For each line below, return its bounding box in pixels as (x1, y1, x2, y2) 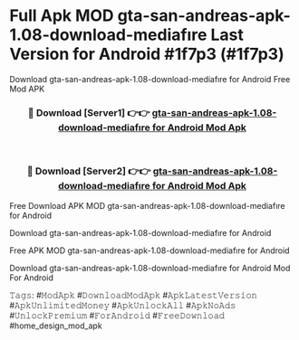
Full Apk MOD (9, 5, 115, 26)
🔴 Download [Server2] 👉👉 (26, 165, 151, 177)
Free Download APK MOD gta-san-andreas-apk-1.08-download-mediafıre (9, 200, 285, 211)
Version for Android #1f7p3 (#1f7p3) (9, 44, 285, 64)
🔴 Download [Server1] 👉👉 (27, 106, 150, 118)
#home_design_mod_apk (9, 320, 102, 331)
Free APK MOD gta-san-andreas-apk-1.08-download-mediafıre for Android (9, 245, 290, 256)
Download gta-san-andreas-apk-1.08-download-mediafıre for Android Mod (9, 262, 291, 273)
